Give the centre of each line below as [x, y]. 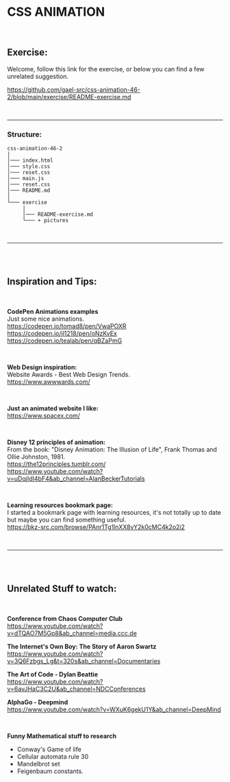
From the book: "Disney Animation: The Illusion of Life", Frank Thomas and [112, 449]
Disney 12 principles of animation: [56, 442]
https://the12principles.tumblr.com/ [56, 464]
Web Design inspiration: [42, 367]
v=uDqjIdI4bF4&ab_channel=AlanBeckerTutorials [76, 478]
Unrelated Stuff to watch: [62, 589]
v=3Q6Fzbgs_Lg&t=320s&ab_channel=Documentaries [84, 661]
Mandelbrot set [38, 763]
